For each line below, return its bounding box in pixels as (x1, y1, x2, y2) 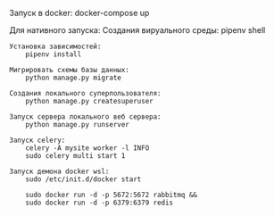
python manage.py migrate (25, 73, 122, 82)
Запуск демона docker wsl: (9, 167, 110, 176)
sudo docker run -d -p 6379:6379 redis (25, 198, 174, 207)
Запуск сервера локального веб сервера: (9, 112, 162, 121)
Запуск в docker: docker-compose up (9, 8, 150, 18)
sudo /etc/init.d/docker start (25, 175, 142, 184)
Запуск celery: (9, 136, 66, 145)
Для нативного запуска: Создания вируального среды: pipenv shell (9, 25, 266, 35)
